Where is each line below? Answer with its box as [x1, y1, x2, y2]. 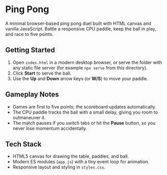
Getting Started [5, 46, 55, 54]
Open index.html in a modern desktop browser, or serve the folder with [12, 59, 162, 65]
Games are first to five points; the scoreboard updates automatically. [12, 103, 156, 110]
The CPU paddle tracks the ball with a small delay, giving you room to [12, 109, 158, 115]
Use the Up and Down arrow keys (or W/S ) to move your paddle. [12, 75, 148, 82]
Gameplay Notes [5, 90, 59, 99]
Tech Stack [5, 139, 42, 148]
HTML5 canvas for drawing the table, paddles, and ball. [12, 153, 129, 159]
